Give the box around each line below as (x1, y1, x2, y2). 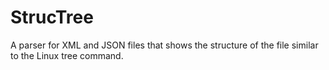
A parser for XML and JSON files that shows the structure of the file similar (10, 39, 319, 51)
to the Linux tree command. (10, 49, 124, 61)
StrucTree (10, 6, 94, 29)
